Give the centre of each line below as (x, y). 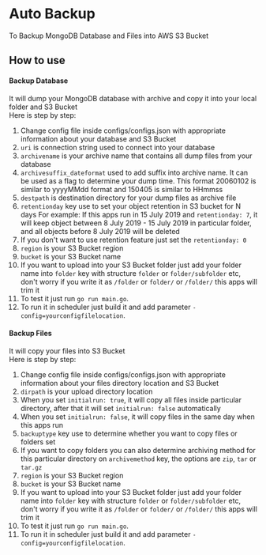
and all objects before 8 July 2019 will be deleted (100, 231)
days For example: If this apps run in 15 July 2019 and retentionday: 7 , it (139, 214)
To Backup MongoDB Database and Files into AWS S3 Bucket (109, 36)
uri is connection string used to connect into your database (118, 147)
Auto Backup (52, 14)
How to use (37, 60)
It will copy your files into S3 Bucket (67, 351)
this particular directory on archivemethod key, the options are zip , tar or (138, 459)
